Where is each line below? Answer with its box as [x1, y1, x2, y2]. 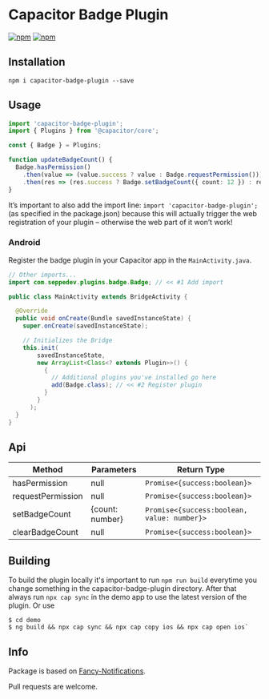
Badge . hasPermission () [15, 163, 91, 171]
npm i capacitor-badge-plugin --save [8, 76, 134, 85]
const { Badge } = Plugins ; [8, 142, 102, 150]
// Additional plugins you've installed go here [50, 374, 217, 382]
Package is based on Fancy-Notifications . [8, 666, 147, 676]
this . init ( [22, 343, 59, 352]
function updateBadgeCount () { [8, 156, 113, 164]
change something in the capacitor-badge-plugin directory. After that [8, 584, 237, 593]
